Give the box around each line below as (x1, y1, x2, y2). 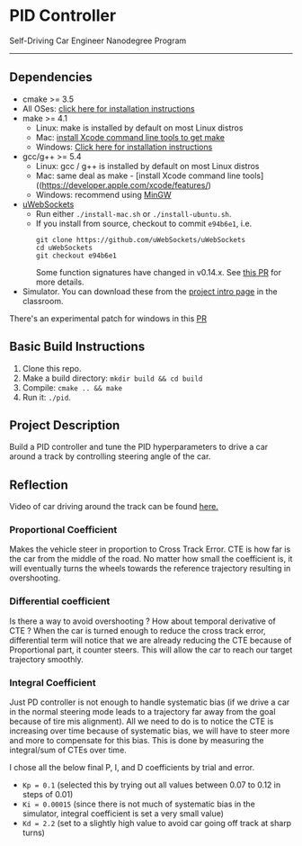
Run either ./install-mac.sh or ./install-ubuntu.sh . (35, 208, 232, 219)
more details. (35, 276, 84, 287)
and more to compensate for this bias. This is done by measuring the (9, 735, 264, 746)
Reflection (9, 477, 69, 492)
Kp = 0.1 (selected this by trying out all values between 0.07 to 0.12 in (22, 779, 281, 790)
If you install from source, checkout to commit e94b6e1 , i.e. (35, 218, 253, 229)
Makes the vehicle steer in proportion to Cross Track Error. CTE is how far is (9, 544, 291, 554)
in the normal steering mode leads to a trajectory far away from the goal (9, 706, 276, 717)
